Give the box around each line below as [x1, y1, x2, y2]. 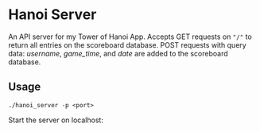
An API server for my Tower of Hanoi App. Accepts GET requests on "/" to [8, 32, 252, 41]
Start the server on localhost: [8, 115, 103, 125]
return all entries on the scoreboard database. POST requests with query [8, 40, 246, 49]
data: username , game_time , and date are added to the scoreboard [8, 48, 228, 58]
